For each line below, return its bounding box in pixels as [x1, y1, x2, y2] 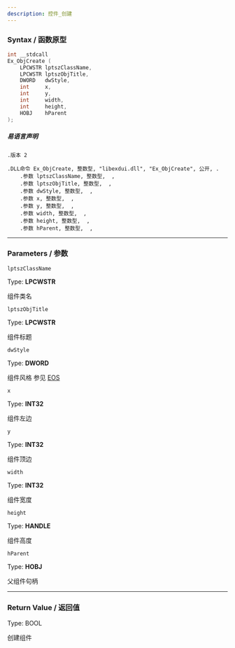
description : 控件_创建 [7, 10, 72, 18]
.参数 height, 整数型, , [20, 217, 90, 224]
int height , [20, 103, 68, 110]
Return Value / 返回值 [7, 602, 80, 612]
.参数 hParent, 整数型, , [20, 225, 93, 232]
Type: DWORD [7, 359, 49, 367]
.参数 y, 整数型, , [20, 202, 75, 209]
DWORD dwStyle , [20, 77, 71, 84]
